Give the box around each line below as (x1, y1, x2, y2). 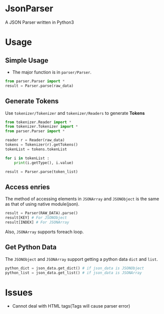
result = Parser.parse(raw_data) (5, 83, 74, 88)
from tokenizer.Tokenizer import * (5, 124, 78, 129)
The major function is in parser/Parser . (12, 69, 92, 75)
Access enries (5, 183, 50, 191)
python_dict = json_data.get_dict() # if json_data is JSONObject (5, 266, 144, 271)
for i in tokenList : (5, 156, 50, 161)
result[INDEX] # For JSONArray (5, 220, 69, 225)
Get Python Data (5, 243, 57, 251)
